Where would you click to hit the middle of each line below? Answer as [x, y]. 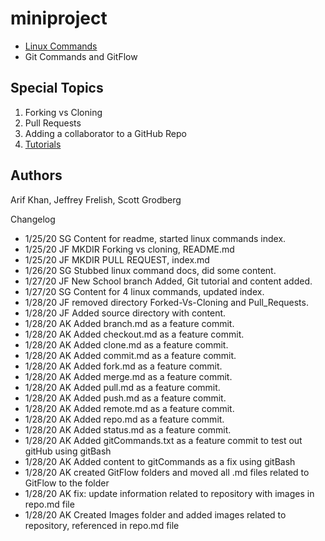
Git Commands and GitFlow [81, 56]
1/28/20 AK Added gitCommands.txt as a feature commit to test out [163, 440]
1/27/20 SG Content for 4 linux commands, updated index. [144, 291]
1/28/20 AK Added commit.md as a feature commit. [130, 355]
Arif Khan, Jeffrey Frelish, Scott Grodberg [96, 199]
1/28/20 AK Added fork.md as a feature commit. [123, 366]
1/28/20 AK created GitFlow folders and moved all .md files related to [167, 472]
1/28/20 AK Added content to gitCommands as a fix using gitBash [160, 461]
